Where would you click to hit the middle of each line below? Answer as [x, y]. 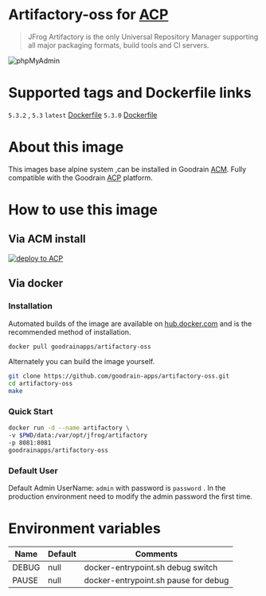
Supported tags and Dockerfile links [130, 93]
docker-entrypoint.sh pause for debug [156, 581]
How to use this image [83, 210]
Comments [156, 554]
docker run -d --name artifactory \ [69, 428]
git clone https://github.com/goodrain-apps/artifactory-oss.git [119, 376]
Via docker [36, 283]
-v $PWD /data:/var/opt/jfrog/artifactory [78, 436]
